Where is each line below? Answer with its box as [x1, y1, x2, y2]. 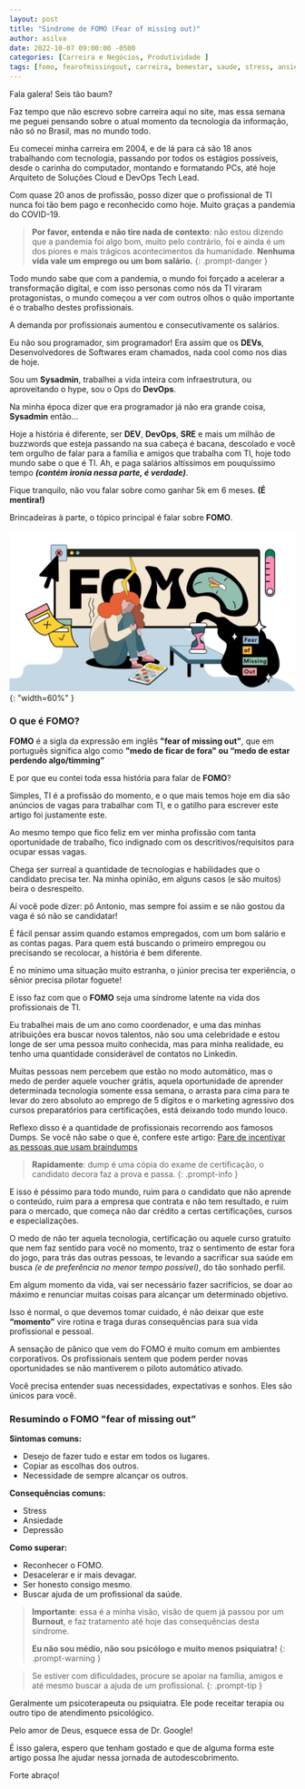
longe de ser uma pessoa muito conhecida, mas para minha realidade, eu [9, 1038, 284, 1049]
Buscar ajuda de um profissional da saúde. [22, 1589, 183, 1600]
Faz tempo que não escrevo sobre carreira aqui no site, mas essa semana [9, 106, 286, 117]
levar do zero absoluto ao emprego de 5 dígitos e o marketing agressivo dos [9, 1094, 295, 1105]
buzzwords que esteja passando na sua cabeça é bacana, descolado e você [9, 439, 296, 449]
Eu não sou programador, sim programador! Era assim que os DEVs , [9, 337, 265, 348]
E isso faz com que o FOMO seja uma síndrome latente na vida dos [9, 992, 261, 1003]
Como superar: [9, 1542, 68, 1553]
